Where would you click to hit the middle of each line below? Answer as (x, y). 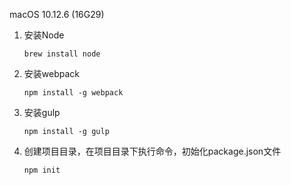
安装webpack (51, 73)
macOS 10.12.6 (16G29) (57, 14)
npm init (42, 170)
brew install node (62, 54)
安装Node (44, 35)
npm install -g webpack (73, 93)
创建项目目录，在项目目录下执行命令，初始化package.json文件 (152, 151)
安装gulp (42, 112)
